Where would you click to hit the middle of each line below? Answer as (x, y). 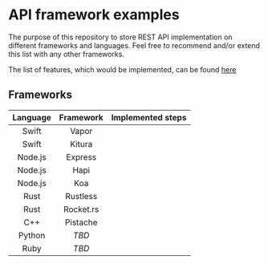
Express (81, 156)
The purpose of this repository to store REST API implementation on (120, 37)
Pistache (81, 222)
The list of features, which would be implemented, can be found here (122, 69)
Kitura (81, 144)
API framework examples (94, 15)
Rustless (81, 196)
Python (32, 235)
